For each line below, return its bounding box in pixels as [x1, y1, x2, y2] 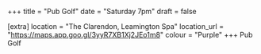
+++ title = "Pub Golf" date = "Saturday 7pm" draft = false [7, 7, 197, 16]
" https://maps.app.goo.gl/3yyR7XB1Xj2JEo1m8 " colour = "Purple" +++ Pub [7, 31, 253, 39]
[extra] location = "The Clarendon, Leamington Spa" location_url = [7, 22, 224, 31]
